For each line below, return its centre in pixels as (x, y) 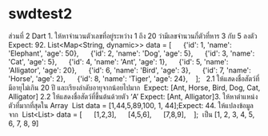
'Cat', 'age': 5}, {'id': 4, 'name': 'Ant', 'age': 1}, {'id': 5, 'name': (118, 61)
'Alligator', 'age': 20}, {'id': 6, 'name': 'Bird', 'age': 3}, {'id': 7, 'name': (130, 70)
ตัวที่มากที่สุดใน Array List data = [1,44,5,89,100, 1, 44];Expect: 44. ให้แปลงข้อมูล (131, 105)
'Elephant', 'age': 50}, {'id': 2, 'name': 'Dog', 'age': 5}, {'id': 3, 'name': (132, 53)
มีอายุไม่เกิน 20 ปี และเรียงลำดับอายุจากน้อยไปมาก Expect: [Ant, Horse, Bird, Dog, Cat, (134, 87)
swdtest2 (40, 14)
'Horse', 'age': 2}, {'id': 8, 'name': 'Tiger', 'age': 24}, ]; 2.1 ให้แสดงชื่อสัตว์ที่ (134, 78)
